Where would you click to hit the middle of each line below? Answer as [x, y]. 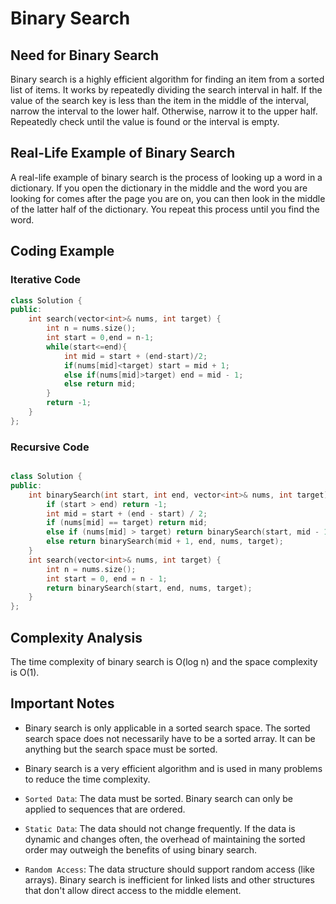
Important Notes [62, 703]
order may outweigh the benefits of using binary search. [141, 849]
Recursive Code [50, 447]
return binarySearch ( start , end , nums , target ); [149, 588]
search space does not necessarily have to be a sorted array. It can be [170, 738]
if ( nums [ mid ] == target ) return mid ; [127, 523]
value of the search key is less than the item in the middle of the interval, [159, 100]
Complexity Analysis [76, 637]
